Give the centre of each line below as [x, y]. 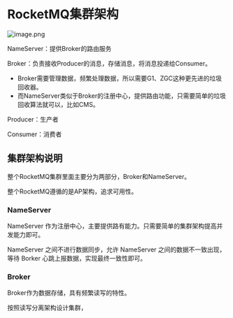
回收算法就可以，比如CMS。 [58, 104]
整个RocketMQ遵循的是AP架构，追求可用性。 [72, 191]
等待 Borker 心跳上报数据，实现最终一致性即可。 [77, 259]
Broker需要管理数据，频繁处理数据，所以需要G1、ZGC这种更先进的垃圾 [120, 78]
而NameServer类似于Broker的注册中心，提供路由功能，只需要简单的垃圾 [121, 96]
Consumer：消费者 [35, 134]
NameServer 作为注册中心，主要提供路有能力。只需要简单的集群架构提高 [112, 226]
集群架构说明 [35, 158]
